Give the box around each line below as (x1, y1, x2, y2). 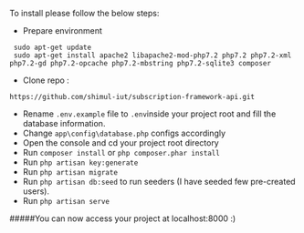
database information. (22, 118, 106, 128)
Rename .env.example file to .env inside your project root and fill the (22, 108, 277, 119)
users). (22, 186, 50, 197)
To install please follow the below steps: (9, 8, 160, 18)
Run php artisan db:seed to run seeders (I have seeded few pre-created (22, 177, 296, 187)
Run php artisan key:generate (22, 157, 139, 167)
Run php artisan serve (22, 196, 110, 206)
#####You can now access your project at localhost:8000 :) (9, 213, 236, 224)
